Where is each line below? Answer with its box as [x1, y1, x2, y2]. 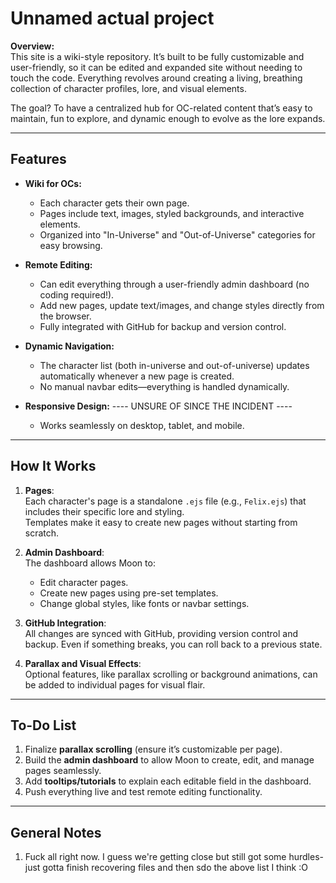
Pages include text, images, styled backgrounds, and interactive [39, 207, 305, 219]
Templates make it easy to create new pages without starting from [24, 516, 298, 528]
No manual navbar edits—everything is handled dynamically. [39, 380, 290, 392]
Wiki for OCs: [24, 177, 82, 189]
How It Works [10, 458, 97, 475]
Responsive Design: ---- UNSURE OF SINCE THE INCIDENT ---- [24, 400, 293, 412]
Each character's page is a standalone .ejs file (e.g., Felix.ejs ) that [24, 495, 307, 507]
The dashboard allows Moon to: [24, 557, 156, 569]
